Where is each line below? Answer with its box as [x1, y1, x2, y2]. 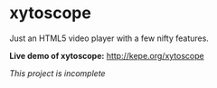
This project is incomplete [9, 67, 106, 79]
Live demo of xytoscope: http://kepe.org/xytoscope [9, 50, 205, 61]
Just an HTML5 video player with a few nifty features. [9, 33, 210, 44]
